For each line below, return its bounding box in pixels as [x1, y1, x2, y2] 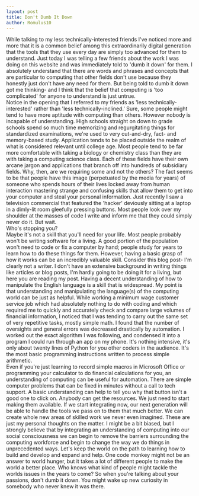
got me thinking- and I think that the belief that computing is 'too [6, 87, 163, 94]
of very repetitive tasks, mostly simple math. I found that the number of [6, 319, 179, 327]
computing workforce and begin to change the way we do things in [6, 439, 170, 446]
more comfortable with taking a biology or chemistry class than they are [6, 149, 182, 156]
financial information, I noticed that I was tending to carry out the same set [6, 313, 188, 320]
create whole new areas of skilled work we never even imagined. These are [6, 414, 191, 421]
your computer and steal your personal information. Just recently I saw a [6, 193, 184, 200]
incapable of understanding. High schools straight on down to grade [6, 118, 173, 125]
